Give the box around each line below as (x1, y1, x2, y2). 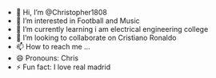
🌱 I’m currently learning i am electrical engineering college (15, 25, 209, 33)
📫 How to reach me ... (15, 42, 90, 51)
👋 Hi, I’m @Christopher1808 (15, 8, 108, 17)
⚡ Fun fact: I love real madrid (15, 62, 110, 72)
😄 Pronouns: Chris (15, 53, 78, 63)
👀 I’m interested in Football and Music (15, 16, 140, 25)
